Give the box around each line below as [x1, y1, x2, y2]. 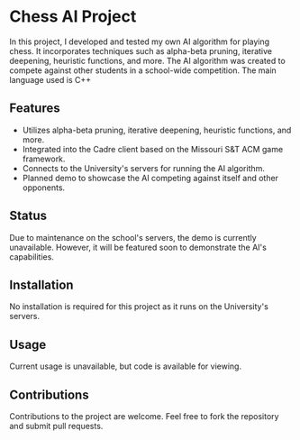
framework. [22, 153, 66, 164]
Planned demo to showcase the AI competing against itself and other [22, 172, 279, 183]
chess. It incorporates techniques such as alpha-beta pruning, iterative [9, 45, 273, 56]
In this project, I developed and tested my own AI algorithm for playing [9, 36, 270, 47]
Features [9, 101, 60, 116]
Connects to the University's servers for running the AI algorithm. [22, 162, 266, 173]
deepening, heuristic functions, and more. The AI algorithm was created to [9, 55, 286, 66]
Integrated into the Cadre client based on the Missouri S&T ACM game [22, 143, 284, 154]
